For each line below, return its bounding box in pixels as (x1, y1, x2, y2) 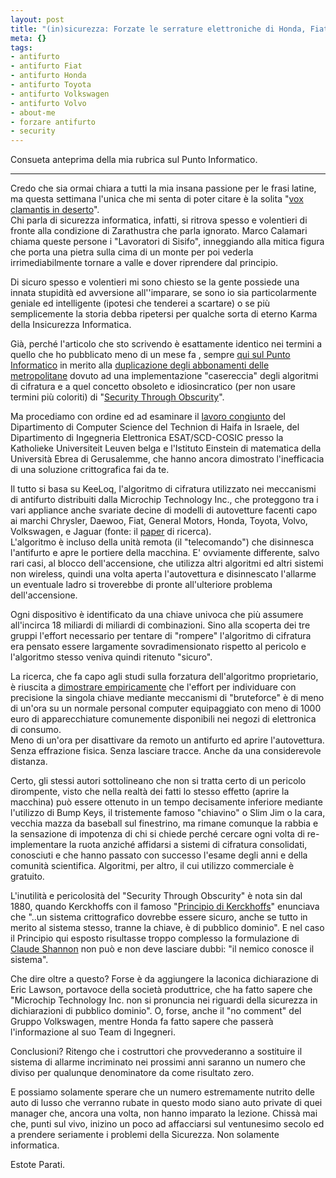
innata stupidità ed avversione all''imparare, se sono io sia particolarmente (10, 287, 317, 299)
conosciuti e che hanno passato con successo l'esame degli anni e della (10, 849, 308, 861)
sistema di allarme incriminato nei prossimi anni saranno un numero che (10, 1056, 306, 1068)
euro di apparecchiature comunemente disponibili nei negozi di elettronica (10, 713, 317, 725)
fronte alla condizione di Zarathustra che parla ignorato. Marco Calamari (10, 225, 308, 237)
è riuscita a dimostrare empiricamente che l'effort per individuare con (10, 681, 297, 693)
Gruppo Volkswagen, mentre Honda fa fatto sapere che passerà (10, 1016, 274, 1028)
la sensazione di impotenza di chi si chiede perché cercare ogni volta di (10, 828, 305, 840)
